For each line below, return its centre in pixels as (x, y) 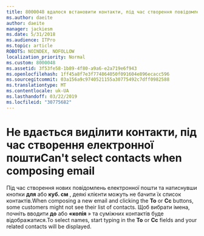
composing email (51, 171)
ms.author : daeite (29, 18)
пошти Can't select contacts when (94, 158)
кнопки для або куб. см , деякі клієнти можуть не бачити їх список (94, 194)
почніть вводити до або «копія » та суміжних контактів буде (85, 214)
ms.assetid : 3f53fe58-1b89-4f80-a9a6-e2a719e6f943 (72, 68)
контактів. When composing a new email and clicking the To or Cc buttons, (100, 200)
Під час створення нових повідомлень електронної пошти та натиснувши (102, 187)
